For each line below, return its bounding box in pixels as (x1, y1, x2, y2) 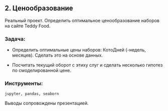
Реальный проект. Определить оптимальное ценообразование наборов (5, 17, 159, 23)
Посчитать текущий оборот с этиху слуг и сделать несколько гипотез (12, 62, 163, 68)
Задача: (5, 35, 26, 42)
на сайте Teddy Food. (5, 23, 51, 29)
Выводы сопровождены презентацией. (5, 100, 89, 106)
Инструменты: (5, 80, 43, 87)
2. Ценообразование (5, 4, 73, 13)
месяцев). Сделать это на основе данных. (12, 52, 103, 59)
